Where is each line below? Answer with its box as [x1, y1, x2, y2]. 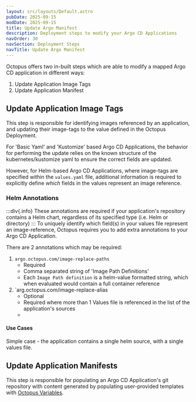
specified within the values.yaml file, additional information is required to [6, 173, 182, 180]
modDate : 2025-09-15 [6, 19, 57, 25]
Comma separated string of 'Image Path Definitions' [23, 268, 150, 275]
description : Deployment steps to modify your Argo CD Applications [6, 31, 177, 36]
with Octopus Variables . [6, 389, 64, 396]
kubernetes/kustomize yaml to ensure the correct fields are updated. [6, 156, 173, 163]
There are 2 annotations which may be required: [6, 244, 123, 251]
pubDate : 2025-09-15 [6, 14, 57, 20]
